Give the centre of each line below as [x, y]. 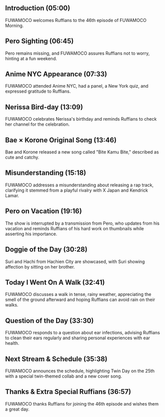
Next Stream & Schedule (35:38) [56, 359]
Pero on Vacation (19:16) [43, 211]
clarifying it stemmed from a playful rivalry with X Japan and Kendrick [77, 190]
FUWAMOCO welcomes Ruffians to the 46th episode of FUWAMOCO [76, 20]
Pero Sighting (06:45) [40, 41]
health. [12, 343]
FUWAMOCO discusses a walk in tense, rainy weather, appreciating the [78, 294]
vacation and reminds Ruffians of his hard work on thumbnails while [75, 228]
